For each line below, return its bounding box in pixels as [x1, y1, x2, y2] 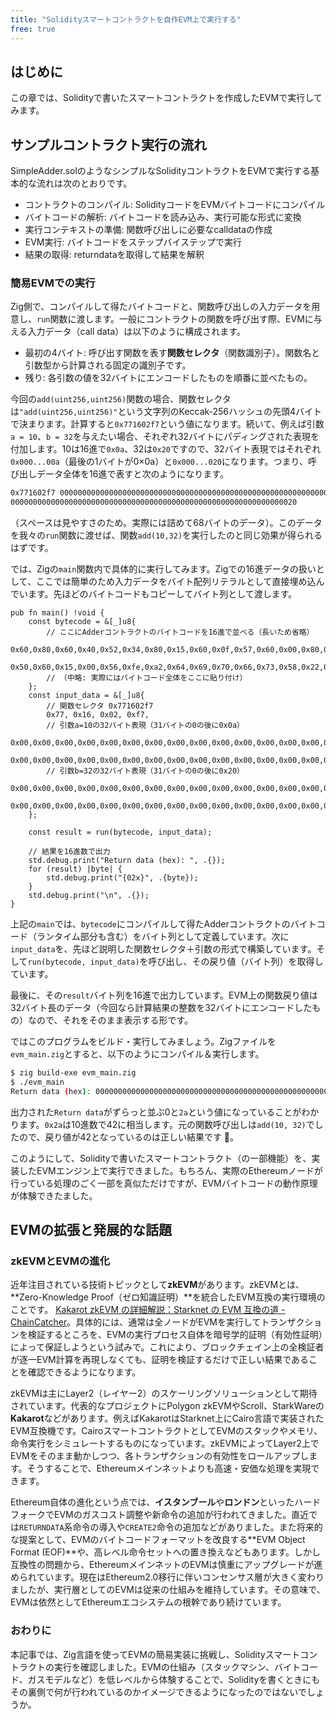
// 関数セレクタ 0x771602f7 [46, 701, 154, 711]
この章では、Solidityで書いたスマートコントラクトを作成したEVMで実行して [10, 92, 323, 104]
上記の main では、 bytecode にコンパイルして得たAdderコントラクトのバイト [10, 918, 317, 930]
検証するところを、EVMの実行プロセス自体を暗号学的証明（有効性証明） [27, 1329, 323, 1341]
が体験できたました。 [10, 1189, 98, 1201]
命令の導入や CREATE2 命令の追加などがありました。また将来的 [72, 1521, 323, 1533]
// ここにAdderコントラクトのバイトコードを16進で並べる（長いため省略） [46, 627, 315, 638]
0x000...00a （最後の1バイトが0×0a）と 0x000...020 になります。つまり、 [10, 456, 309, 468]
